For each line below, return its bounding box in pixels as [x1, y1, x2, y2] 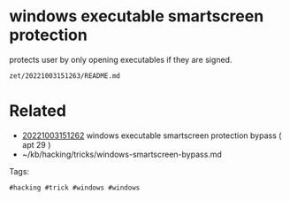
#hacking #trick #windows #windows [9, 183, 141, 192]
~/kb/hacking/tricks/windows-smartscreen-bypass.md [21, 149, 223, 159]
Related [9, 101, 66, 121]
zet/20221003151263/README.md [9, 71, 121, 81]
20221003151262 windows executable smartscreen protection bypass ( [21, 130, 282, 141]
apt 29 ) [21, 139, 51, 150]
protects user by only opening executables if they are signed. [9, 54, 233, 65]
